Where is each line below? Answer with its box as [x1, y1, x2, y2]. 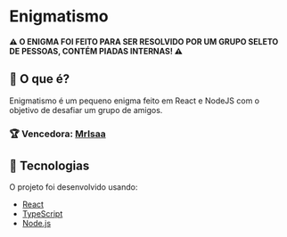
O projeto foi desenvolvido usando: [9, 182, 138, 192]
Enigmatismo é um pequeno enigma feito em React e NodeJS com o [9, 95, 260, 106]
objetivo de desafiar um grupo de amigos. [9, 104, 163, 115]
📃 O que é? [9, 71, 70, 86]
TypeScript [21, 208, 63, 219]
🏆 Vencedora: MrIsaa [9, 127, 107, 140]
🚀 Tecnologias [9, 158, 90, 173]
